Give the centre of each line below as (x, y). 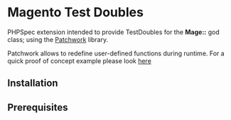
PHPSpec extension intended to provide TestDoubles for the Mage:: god (114, 32)
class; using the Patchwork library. (58, 39)
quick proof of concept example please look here (79, 60)
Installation (33, 83)
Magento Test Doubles (76, 12)
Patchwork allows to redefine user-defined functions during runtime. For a (116, 53)
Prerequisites (38, 107)
